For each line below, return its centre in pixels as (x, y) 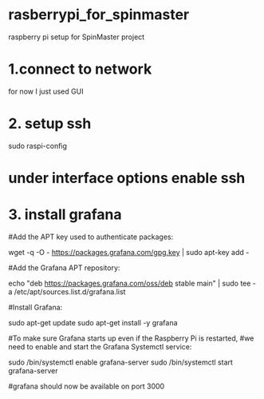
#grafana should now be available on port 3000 (87, 386)
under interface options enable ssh (127, 178)
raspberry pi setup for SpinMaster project (77, 37)
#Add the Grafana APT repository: (64, 267)
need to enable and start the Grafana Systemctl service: (100, 346)
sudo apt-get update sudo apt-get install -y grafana (93, 322)
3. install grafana (65, 215)
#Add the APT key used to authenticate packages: (91, 237)
